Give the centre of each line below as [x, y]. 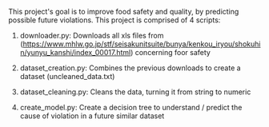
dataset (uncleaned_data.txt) [67, 76]
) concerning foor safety [171, 52]
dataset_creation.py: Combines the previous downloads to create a [130, 68]
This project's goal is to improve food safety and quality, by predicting [124, 12]
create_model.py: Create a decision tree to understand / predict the [131, 107]
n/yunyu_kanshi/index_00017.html [75, 52]
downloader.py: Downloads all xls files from [92, 36]
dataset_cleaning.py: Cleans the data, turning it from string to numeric [135, 92]
